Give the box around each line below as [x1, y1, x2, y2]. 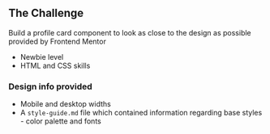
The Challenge [8, 6, 84, 20]
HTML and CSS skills [19, 61, 91, 70]
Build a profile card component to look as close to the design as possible [8, 27, 251, 37]
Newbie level [19, 52, 64, 61]
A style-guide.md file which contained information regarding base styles [19, 108, 263, 118]
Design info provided [8, 81, 93, 92]
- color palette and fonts [19, 116, 101, 126]
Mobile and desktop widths [19, 99, 111, 109]
